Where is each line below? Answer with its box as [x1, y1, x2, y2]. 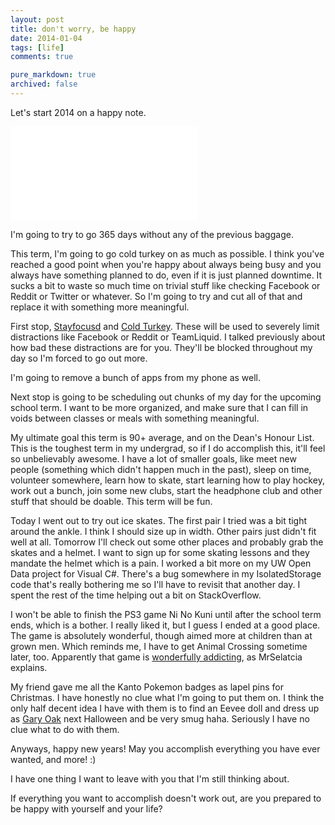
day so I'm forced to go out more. [10, 352, 148, 364]
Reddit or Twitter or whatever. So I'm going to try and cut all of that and [10, 290, 303, 302]
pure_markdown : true [10, 70, 97, 80]
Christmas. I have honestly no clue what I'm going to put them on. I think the [10, 691, 325, 703]
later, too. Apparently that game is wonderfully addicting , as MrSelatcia [10, 651, 303, 663]
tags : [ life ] [10, 42, 65, 53]
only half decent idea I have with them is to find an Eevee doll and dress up [10, 702, 320, 714]
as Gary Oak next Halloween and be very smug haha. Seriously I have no [10, 712, 310, 725]
